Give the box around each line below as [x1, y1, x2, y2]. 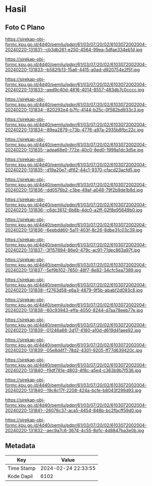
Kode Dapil [7, 473, 33, 480]
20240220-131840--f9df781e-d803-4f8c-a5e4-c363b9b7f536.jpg [5, 368, 142, 373]
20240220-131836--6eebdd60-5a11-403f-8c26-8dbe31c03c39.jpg [5, 227, 143, 233]
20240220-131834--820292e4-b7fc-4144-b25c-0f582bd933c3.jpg [5, 107, 144, 112]
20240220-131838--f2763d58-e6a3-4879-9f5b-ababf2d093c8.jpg [5, 287, 143, 293]
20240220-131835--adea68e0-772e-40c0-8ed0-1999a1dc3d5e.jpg [5, 147, 144, 152]
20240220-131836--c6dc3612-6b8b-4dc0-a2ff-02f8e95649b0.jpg [5, 207, 143, 213]
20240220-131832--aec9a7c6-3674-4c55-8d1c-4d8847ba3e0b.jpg [5, 428, 145, 433]
